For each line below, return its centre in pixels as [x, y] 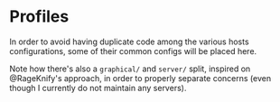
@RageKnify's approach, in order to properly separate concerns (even [140, 78]
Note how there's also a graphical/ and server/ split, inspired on [130, 69]
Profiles [39, 17]
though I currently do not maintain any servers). [98, 88]
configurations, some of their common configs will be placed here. [133, 51]
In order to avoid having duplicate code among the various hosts [130, 42]
